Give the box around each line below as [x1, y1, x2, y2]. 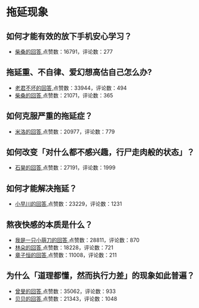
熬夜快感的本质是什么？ [6, 219, 93, 230]
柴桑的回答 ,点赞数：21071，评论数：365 [14, 92, 114, 99]
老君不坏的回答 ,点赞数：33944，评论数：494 [14, 84, 127, 92]
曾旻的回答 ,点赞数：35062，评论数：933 [14, 288, 116, 295]
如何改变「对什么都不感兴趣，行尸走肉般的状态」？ [6, 147, 195, 157]
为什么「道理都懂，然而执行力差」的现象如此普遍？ [6, 270, 195, 281]
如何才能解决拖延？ [6, 183, 77, 193]
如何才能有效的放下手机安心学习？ [6, 31, 132, 41]
